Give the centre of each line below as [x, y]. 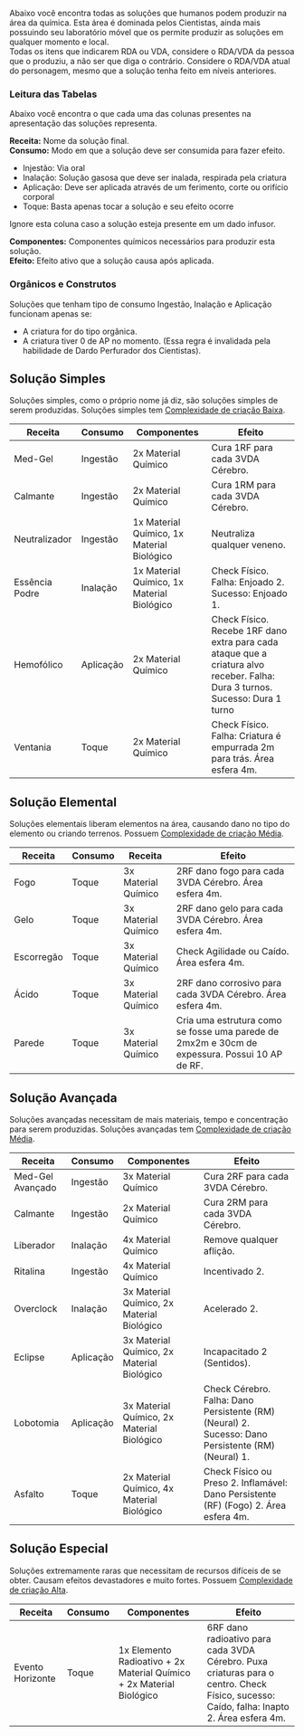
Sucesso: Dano [236, 1435]
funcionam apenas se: [51, 313]
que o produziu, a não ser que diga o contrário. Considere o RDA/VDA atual [150, 61]
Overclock [36, 1309]
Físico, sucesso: [241, 1695]
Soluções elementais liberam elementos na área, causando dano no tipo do [150, 824]
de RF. [190, 1066]
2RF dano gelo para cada [229, 908]
